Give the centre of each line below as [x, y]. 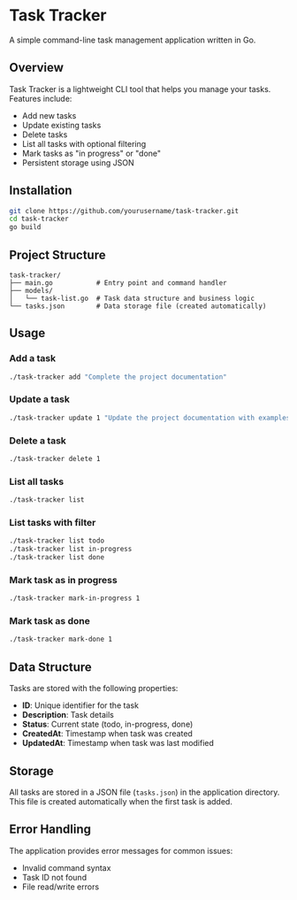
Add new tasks [49, 115]
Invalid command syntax [66, 867]
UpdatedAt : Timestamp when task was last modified [118, 743]
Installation [41, 191]
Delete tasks [45, 135]
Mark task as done [49, 621]
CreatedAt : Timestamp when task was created [107, 734]
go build [25, 227]
